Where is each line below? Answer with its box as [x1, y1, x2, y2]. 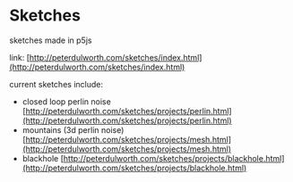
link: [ [9, 52, 30, 62]
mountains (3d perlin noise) [22, 124, 125, 135]
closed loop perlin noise [22, 95, 112, 107]
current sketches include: [9, 79, 103, 89]
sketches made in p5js [9, 35, 92, 45]
